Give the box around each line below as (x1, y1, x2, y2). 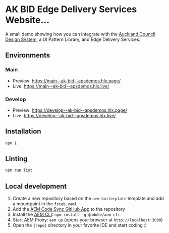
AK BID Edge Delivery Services (5, 4, 137, 15)
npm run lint (5, 168, 33, 173)
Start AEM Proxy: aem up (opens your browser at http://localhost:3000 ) (12, 217, 163, 223)
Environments (5, 51, 50, 60)
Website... (5, 14, 49, 26)
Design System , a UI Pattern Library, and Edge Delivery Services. (5, 36, 141, 42)
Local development (5, 182, 67, 191)
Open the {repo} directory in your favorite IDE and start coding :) (12, 222, 147, 228)
